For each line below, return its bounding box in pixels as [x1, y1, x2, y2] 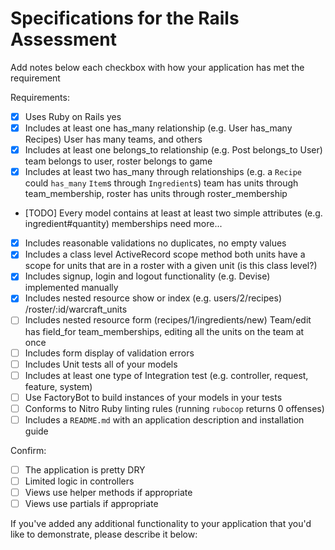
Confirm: [10, 444, 47, 456]
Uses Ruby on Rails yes [24, 110, 122, 122]
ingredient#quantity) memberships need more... [24, 218, 223, 230]
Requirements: [10, 91, 70, 103]
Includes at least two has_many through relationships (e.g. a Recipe [24, 166, 302, 178]
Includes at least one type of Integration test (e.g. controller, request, [24, 369, 309, 381]
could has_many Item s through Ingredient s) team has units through [24, 177, 299, 189]
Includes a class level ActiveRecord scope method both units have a [24, 248, 306, 261]
